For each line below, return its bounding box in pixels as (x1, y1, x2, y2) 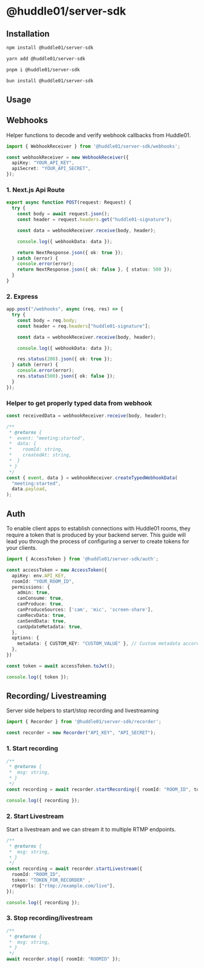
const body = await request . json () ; (17, 211, 110, 217)
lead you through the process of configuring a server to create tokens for (6, 538, 189, 545)
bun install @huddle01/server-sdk (6, 77, 94, 84)
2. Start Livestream (6, 812, 64, 820)
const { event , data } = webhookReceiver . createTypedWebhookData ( (6, 474, 178, 481)
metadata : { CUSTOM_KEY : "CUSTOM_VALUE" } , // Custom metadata (17, 641, 181, 647)
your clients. (6, 544, 38, 552)
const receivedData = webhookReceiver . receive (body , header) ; (6, 413, 167, 419)
